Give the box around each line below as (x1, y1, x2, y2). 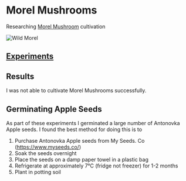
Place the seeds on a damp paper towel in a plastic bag (14, 156, 148, 163)
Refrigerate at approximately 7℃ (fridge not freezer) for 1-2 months (14, 162, 178, 169)
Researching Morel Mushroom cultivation (6, 23, 106, 30)
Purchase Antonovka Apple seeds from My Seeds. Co (14, 137, 145, 144)
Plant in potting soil (14, 168, 62, 175)
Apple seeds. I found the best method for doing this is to (6, 126, 143, 133)
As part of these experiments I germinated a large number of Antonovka (6, 119, 180, 126)
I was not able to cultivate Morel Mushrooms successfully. (6, 87, 147, 94)
